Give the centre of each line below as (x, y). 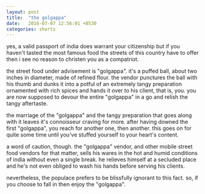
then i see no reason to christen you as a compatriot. (73, 59)
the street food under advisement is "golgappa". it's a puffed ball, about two (102, 71)
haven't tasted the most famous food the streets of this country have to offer (103, 53)
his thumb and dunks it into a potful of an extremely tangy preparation (94, 84)
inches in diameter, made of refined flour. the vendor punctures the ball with (102, 77)
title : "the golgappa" (37, 18)
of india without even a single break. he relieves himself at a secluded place (101, 160)
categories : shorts (31, 29)
